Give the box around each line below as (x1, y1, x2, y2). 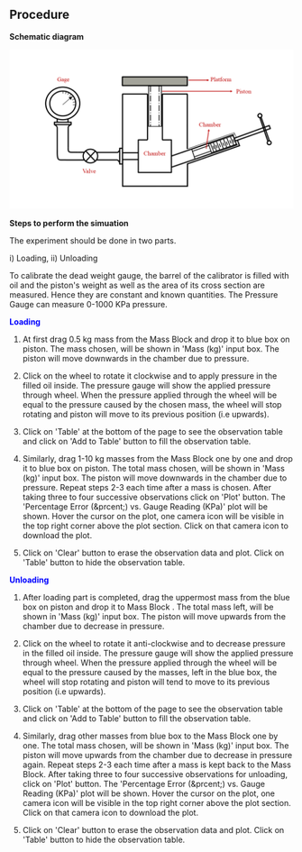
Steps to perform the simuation (9, 218, 129, 229)
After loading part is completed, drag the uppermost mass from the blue (22, 592, 290, 603)
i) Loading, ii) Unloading (9, 252, 98, 264)
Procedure (9, 7, 70, 23)
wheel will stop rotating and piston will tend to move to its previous (22, 676, 270, 688)
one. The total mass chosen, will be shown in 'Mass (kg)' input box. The (22, 740, 289, 751)
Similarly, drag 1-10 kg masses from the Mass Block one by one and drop (22, 453, 293, 464)
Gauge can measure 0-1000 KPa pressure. (9, 299, 169, 310)
